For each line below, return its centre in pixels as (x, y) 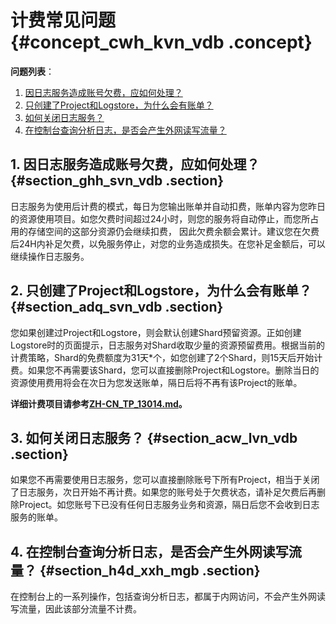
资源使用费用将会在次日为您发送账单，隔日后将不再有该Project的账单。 (156, 382)
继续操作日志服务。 (50, 256)
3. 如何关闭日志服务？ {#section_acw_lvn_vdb (154, 437)
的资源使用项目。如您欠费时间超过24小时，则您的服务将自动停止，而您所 (160, 218)
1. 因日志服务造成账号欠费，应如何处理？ (135, 164)
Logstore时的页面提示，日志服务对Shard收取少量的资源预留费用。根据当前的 (168, 345)
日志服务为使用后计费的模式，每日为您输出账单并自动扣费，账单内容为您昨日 (168, 206)
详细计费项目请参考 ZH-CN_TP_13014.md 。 (99, 403)
